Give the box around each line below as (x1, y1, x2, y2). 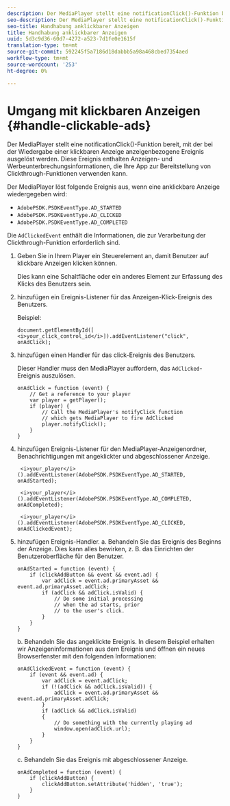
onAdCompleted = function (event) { (16, 769, 122, 776)
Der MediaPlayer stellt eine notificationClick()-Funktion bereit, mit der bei (7, 140, 214, 148)
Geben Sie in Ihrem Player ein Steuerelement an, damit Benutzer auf (16, 252, 209, 260)
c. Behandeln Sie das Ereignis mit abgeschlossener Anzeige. (16, 756, 188, 764)
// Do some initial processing (53, 595, 144, 603)
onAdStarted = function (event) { (16, 566, 116, 573)
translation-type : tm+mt (7, 42, 78, 49)
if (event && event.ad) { (29, 671, 104, 678)
